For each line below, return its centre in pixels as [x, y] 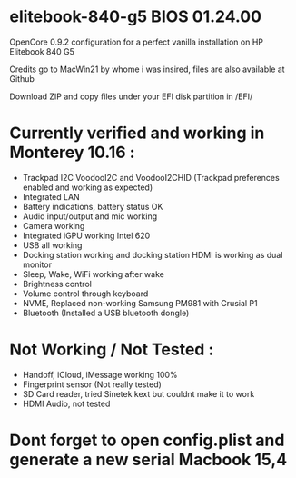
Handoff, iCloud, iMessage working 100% [100, 374]
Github [22, 78]
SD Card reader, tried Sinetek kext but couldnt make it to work [138, 393]
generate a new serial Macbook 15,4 [148, 460]
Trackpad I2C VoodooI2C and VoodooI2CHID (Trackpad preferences [151, 177]
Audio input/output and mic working [90, 216]
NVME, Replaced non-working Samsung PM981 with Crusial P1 [140, 303]
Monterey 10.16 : [72, 153]
